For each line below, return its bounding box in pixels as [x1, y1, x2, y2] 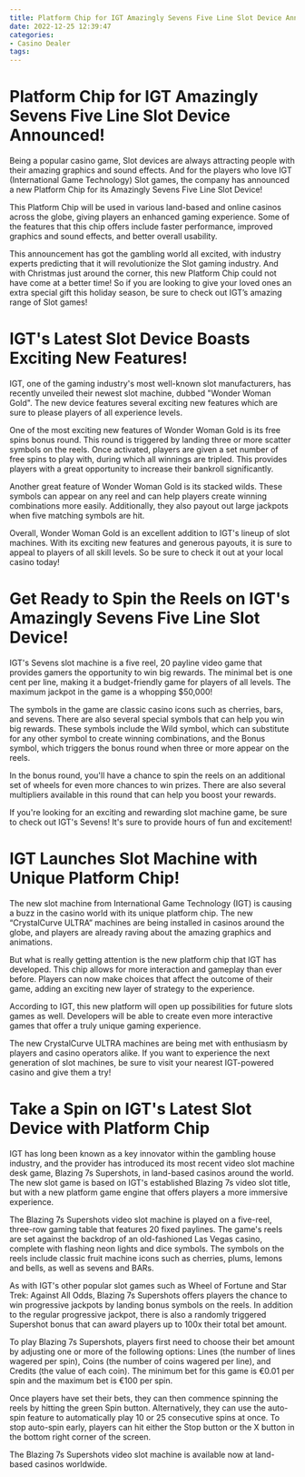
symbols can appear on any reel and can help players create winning [9, 491, 268, 501]
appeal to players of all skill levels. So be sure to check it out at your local [9, 547, 284, 558]
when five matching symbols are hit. [9, 511, 145, 521]
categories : [9, 30, 54, 39]
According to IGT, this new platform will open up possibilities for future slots [9, 1000, 293, 1011]
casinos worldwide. [34, 1458, 108, 1470]
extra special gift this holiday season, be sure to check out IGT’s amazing [9, 288, 283, 298]
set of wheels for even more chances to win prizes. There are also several [9, 779, 286, 790]
